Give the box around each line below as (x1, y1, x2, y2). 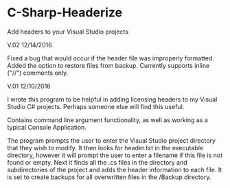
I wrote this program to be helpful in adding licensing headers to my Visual (7, 95, 218, 104)
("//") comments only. (7, 69, 69, 77)
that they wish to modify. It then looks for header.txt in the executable (7, 143, 204, 152)
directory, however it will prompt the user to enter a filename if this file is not (7, 151, 223, 159)
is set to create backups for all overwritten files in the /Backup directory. (7, 173, 211, 181)
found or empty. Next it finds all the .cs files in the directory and (7, 158, 187, 166)
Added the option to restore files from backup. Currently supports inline (7, 61, 210, 69)
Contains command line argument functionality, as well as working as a (7, 115, 208, 124)
